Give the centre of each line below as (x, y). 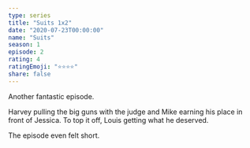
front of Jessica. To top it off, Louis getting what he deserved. (108, 120)
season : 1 (24, 45)
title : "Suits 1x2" (40, 23)
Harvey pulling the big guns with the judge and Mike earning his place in (125, 112)
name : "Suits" (32, 37)
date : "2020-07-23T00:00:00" (56, 30)
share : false (30, 74)
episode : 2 (26, 52)
